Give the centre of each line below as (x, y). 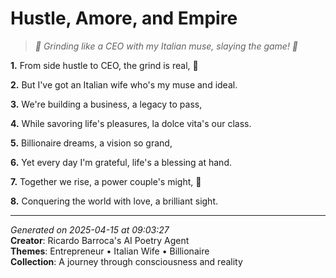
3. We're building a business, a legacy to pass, (106, 104)
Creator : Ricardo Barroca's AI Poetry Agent (100, 240)
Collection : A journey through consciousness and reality (126, 261)
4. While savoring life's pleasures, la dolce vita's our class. (131, 123)
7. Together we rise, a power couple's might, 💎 (106, 181)
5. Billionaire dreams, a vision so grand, (91, 143)
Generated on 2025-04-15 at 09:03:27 (90, 229)
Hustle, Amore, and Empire (124, 18)
